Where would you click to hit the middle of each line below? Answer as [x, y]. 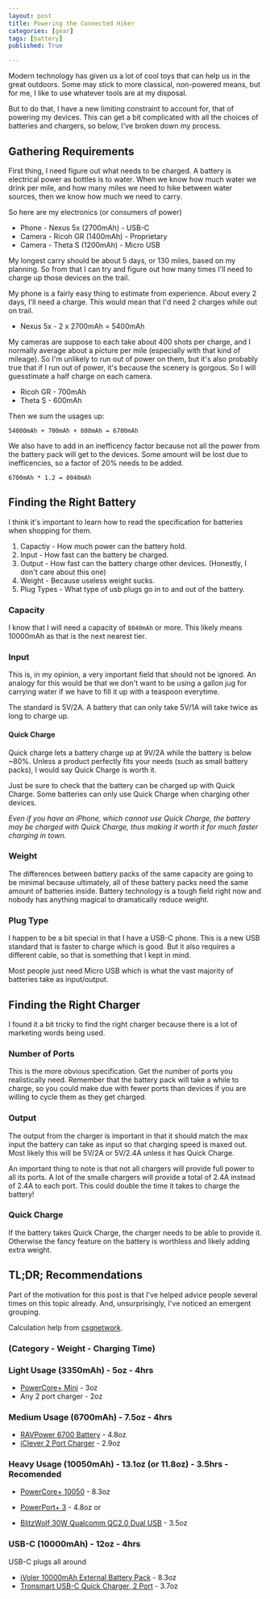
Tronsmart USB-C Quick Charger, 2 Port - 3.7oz [99, 1586]
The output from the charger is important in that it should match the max [128, 1135]
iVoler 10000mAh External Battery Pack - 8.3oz [98, 1577]
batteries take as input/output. [58, 980]
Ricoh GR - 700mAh [53, 392]
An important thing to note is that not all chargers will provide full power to [132, 1169]
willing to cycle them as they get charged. [78, 1097]
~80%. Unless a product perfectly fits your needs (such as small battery [128, 761]
